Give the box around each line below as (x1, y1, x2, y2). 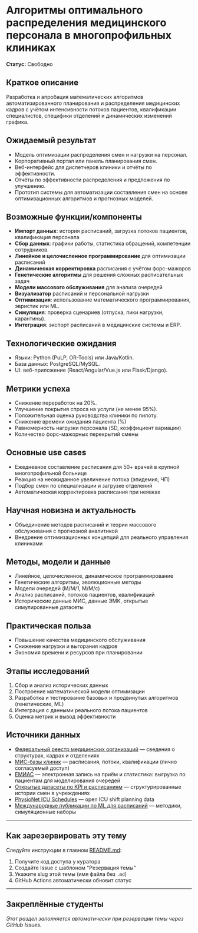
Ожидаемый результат (6, 135, 96, 145)
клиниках (6, 41, 56, 55)
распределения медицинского (6, 16, 167, 29)
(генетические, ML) (14, 700, 64, 707)
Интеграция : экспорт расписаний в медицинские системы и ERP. (14, 322, 181, 329)
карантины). (14, 315, 46, 322)
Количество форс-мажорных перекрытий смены (14, 431, 138, 438)
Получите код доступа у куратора (14, 858, 101, 865)
